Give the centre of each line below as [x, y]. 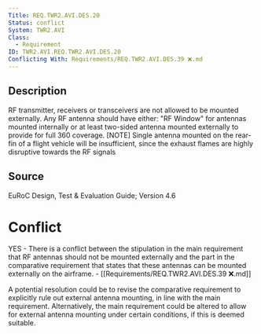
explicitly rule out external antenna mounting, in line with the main [114, 298]
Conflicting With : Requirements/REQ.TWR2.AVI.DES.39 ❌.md [105, 60]
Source [26, 176]
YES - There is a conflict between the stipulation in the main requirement [126, 249]
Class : [19, 37]
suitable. [22, 323]
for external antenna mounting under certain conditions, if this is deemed [127, 314]
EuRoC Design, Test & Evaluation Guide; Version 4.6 [92, 195]
